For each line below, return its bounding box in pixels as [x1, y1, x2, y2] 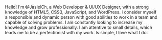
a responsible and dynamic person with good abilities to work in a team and [5, 14, 158, 20]
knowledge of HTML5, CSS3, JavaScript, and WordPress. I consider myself [5, 9, 157, 15]
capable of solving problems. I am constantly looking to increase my [5, 19, 143, 25]
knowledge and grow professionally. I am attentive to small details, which [5, 25, 153, 30]
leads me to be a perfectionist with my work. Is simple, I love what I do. [5, 30, 148, 35]
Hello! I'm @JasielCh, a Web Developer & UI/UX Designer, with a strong [5, 4, 149, 10]
